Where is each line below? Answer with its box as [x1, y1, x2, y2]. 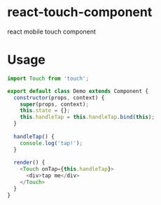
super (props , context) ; [20, 101, 90, 108]
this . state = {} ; [20, 107, 71, 114]
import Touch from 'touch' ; [7, 75, 90, 82]
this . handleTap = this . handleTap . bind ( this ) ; [20, 113, 155, 121]
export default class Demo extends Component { [7, 87, 149, 94]
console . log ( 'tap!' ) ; [20, 139, 83, 147]
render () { [13, 159, 45, 167]
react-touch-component [7, 4, 153, 20]
